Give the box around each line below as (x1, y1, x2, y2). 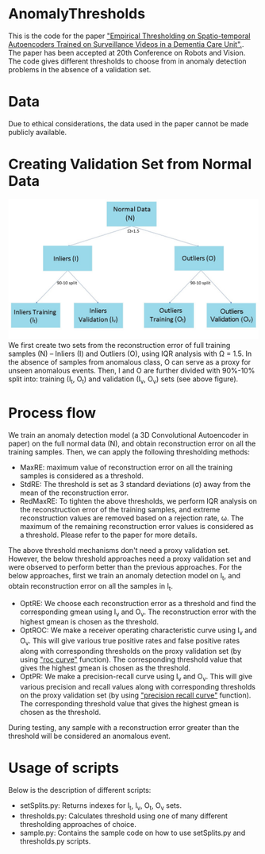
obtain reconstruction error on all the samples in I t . (8, 581, 173, 593)
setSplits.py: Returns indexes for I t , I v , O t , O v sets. (19, 800, 182, 812)
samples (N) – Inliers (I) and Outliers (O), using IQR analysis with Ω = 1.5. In (8, 349, 252, 358)
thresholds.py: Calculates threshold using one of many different (19, 811, 229, 821)
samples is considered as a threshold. (19, 471, 144, 481)
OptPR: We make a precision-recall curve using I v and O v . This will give (19, 672, 252, 683)
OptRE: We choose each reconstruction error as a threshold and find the (19, 598, 256, 608)
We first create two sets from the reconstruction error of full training (8, 341, 231, 350)
